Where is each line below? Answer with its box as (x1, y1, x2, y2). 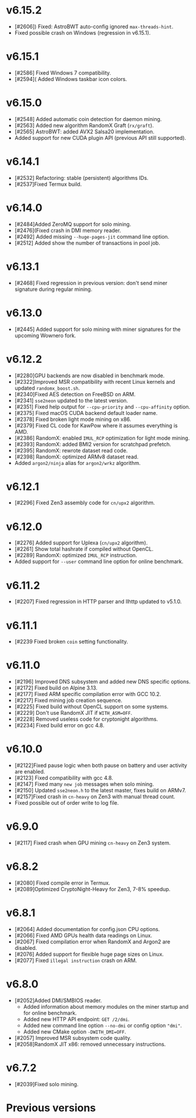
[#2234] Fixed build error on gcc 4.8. (14, 722, 104, 729)
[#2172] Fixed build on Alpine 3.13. (14, 684, 98, 691)
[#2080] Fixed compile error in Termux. (14, 879, 110, 886)
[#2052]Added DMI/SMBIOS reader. (14, 997, 102, 1004)
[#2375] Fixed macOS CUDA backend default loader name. (14, 409, 158, 416)
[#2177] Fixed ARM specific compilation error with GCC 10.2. (14, 691, 161, 698)
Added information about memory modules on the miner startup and (23, 1003, 189, 1010)
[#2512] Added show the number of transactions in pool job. (14, 239, 160, 246)
